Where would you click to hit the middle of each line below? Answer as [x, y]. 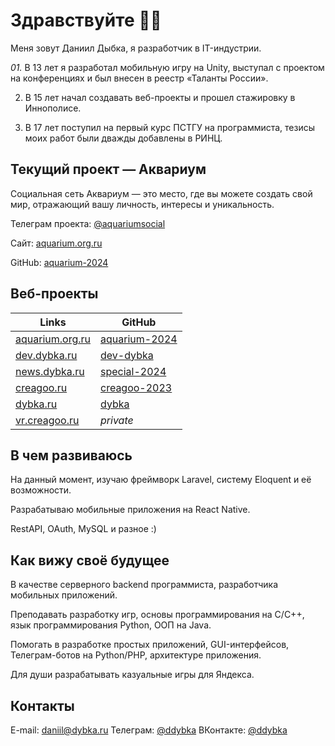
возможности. [41, 490]
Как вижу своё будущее [90, 560]
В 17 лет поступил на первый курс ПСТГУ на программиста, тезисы [170, 127]
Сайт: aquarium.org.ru [56, 243]
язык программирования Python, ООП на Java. [111, 625]
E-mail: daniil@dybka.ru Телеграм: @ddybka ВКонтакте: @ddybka [149, 730]
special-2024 [133, 371]
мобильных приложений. [64, 595]
